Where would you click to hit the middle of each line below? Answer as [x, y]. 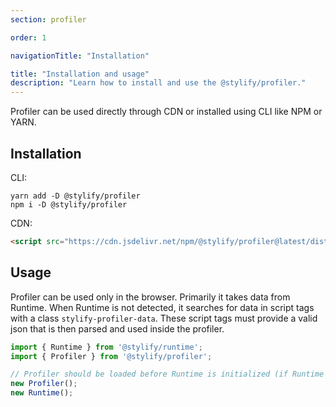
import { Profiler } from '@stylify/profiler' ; [111, 356]
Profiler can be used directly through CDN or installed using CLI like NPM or [166, 112]
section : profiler [48, 19]
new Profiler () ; [44, 384]
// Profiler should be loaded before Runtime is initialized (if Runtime [167, 374]
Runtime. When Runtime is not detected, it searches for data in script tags [162, 307]
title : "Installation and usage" [80, 74]
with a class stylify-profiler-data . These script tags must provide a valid [164, 318]
